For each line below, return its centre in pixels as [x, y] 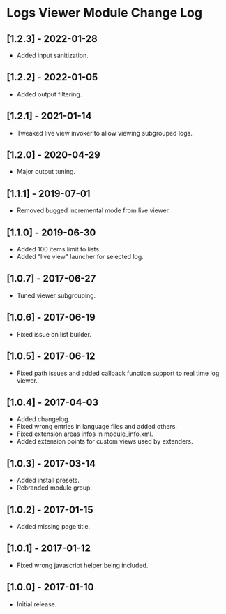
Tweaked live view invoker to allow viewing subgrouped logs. [104, 133]
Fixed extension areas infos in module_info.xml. [85, 434]
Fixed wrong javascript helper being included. [82, 565]
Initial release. [37, 604]
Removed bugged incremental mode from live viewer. [93, 210]
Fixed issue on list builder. [54, 334]
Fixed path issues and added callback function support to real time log [118, 373]
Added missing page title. [53, 526]
